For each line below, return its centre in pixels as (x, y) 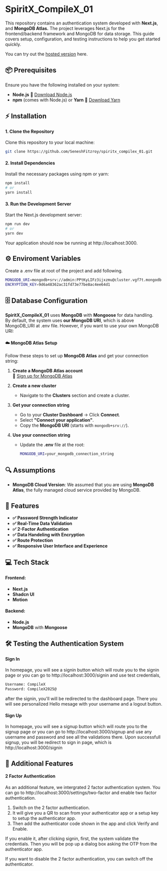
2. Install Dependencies (30, 163)
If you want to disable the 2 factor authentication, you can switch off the (79, 859)
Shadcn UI (23, 594)
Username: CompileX (25, 685)
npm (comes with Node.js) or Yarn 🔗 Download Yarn (66, 100)
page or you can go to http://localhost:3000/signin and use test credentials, (83, 675)
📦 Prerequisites (31, 70)
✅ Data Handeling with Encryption (48, 534)
